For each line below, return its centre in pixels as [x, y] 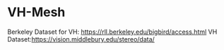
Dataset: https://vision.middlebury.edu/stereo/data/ [81, 39]
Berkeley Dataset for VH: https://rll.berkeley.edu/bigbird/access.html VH [112, 32]
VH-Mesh [36, 12]
